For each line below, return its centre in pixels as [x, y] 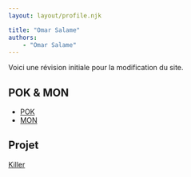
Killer [17, 164]
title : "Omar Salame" [44, 30]
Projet [24, 146]
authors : [23, 37]
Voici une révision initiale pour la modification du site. [96, 68]
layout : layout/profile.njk [55, 16]
